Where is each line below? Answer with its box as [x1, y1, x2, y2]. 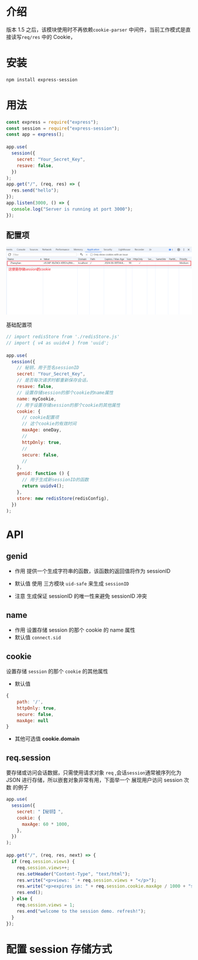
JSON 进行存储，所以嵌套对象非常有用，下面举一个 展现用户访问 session [6, 777, 183, 784]
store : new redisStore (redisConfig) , [16, 495, 110, 501]
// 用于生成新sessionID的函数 [21, 477, 89, 483]
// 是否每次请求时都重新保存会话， [16, 377, 91, 383]
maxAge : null [16, 718, 49, 724]
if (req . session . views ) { [11, 859, 75, 864]
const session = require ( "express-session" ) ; [6, 125, 120, 131]
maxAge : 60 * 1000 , [21, 821, 70, 827]
